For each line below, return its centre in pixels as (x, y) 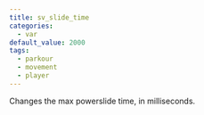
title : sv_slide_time (49, 17)
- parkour (35, 59)
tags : (19, 51)
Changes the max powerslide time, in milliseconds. (102, 101)
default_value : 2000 (48, 42)
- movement (37, 68)
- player (33, 76)
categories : (31, 26)
